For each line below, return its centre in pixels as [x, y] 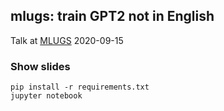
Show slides [40, 66]
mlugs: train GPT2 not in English [112, 16]
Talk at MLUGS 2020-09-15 [67, 40]
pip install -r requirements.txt [80, 87]
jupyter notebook [46, 96]
